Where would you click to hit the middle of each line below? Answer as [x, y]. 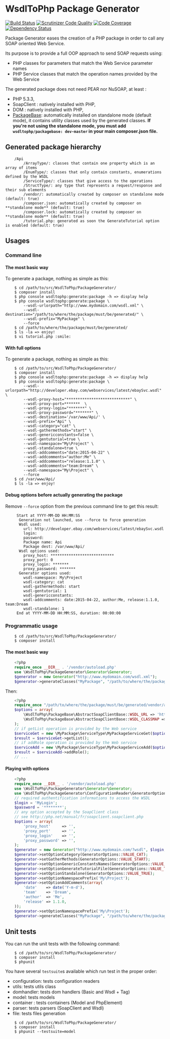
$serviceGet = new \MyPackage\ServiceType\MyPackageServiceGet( [83, 733]
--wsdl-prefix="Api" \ [47, 422]
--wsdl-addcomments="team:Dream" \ [61, 466]
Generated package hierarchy [53, 147]
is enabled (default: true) [35, 225]
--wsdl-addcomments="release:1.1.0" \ [64, 462]
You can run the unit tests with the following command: [63, 944]
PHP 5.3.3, [23, 99]
